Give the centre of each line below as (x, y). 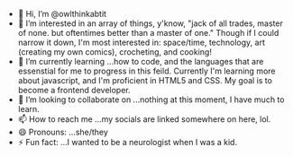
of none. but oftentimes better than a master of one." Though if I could (148, 33)
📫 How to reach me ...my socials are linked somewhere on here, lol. (144, 119)
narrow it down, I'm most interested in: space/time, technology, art (142, 42)
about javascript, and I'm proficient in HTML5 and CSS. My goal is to (145, 80)
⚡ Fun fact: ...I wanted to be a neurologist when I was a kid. (127, 142)
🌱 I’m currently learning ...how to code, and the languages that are (141, 61)
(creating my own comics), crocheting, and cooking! (114, 52)
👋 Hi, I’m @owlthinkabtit (62, 14)
